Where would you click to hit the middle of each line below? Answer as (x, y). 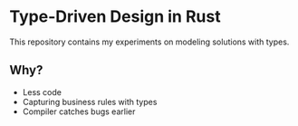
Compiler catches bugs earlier (79, 111)
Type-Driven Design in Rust (115, 17)
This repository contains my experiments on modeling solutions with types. (149, 42)
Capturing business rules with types (90, 102)
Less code (42, 92)
